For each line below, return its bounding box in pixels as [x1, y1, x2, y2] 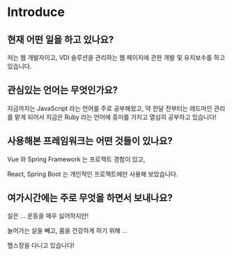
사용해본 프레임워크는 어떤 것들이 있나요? [7, 135, 173, 147]
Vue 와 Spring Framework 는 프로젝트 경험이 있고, [7, 154, 146, 163]
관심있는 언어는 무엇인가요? [7, 84, 118, 96]
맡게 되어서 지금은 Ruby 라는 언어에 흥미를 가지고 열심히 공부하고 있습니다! [14, 113, 217, 121]
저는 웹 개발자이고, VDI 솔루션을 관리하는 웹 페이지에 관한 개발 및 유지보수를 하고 [7, 54, 225, 61]
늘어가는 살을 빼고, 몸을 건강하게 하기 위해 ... [7, 227, 127, 235]
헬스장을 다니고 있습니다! [7, 241, 75, 250]
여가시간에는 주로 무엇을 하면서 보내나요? [7, 192, 173, 204]
